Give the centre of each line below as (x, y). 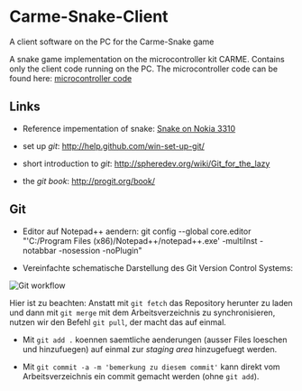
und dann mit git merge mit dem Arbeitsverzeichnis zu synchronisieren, (142, 312)
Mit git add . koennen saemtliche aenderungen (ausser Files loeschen (155, 340)
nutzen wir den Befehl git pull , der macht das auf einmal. (118, 321)
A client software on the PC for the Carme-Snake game (112, 42)
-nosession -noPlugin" (100, 250)
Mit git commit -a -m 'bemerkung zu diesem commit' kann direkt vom (151, 367)
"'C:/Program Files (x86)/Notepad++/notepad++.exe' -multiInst (140, 240)
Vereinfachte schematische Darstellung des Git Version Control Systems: (158, 267)
